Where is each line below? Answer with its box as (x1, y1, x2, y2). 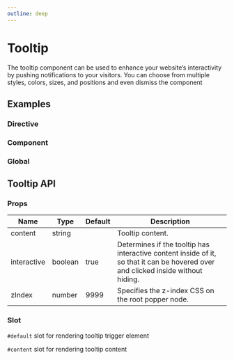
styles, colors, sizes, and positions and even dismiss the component (7, 78, 203, 86)
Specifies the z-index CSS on (117, 286, 214, 296)
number (52, 290, 78, 300)
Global (7, 156, 30, 166)
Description (150, 217, 190, 226)
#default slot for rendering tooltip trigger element (7, 331, 150, 340)
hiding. (117, 274, 140, 284)
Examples (7, 98, 51, 110)
